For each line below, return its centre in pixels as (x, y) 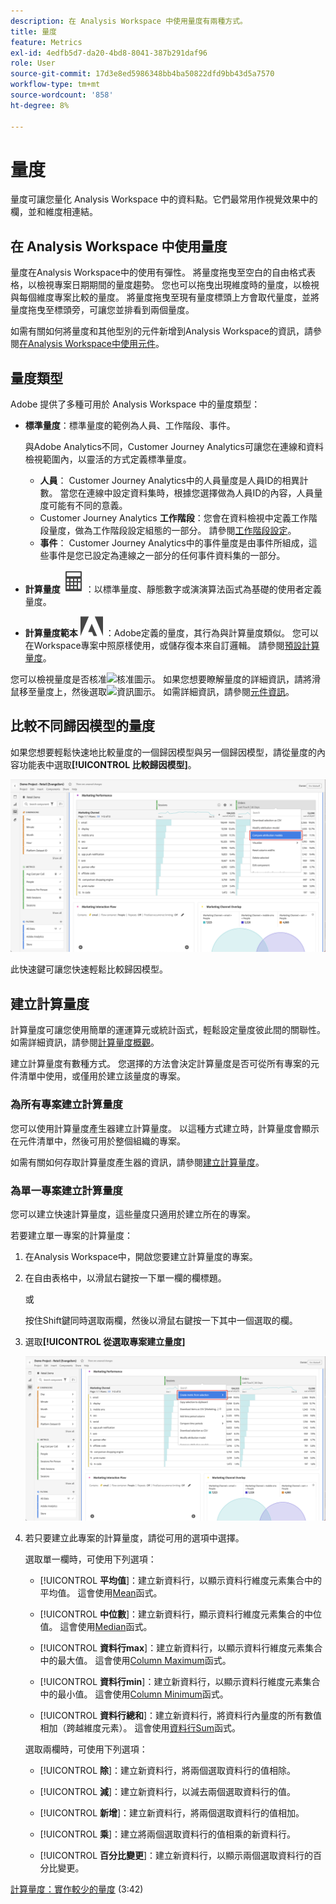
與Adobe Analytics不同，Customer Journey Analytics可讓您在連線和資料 (174, 447)
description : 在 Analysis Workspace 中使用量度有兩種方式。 (129, 21)
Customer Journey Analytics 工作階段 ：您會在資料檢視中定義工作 (174, 518)
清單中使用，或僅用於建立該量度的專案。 (102, 1076)
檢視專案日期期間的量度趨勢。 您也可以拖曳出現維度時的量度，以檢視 (178, 285)
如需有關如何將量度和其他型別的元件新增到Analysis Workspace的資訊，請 (161, 331)
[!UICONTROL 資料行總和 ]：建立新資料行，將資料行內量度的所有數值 (181, 1716)
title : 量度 (33, 31)
